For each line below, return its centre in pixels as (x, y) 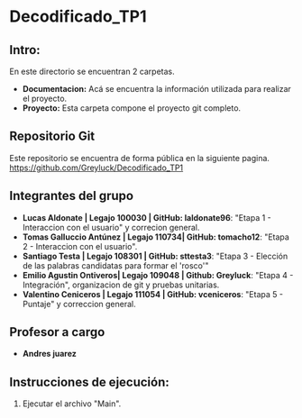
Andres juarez (49, 354)
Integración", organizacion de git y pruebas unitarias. (121, 285)
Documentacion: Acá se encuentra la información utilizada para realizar (156, 89)
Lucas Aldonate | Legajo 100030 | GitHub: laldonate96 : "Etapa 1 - (147, 217)
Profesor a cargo (57, 332)
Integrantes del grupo (71, 196)
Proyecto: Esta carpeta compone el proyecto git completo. (132, 108)
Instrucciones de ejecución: (89, 382)
